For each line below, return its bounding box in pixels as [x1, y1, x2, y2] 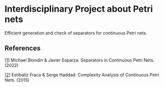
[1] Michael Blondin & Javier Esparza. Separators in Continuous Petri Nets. [4, 57, 155, 63]
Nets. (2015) [4, 77, 30, 83]
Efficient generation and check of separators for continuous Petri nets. [4, 30, 147, 36]
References [4, 44, 41, 52]
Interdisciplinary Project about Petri [4, 3, 153, 15]
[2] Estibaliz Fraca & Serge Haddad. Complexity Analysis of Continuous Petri [4, 72, 160, 78]
